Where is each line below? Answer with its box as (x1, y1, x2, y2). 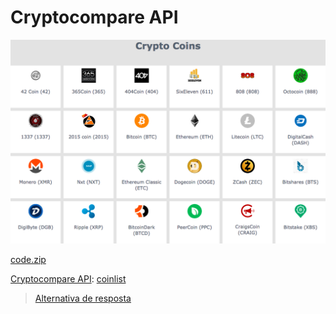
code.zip (10, 253, 47, 265)
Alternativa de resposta (34, 292, 132, 304)
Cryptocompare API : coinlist (10, 272, 127, 285)
